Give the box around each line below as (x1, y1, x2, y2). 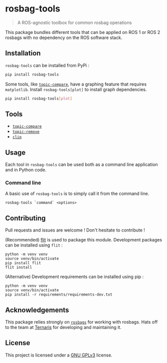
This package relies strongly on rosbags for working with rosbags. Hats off (5, 319, 158, 325)
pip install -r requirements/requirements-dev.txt (5, 292, 113, 297)
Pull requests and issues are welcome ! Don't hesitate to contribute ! (5, 227, 146, 233)
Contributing (5, 213, 46, 222)
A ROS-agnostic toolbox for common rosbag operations (17, 19, 132, 25)
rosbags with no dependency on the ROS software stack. (5, 34, 123, 40)
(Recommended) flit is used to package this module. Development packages (5, 237, 163, 243)
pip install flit (5, 260, 41, 265)
